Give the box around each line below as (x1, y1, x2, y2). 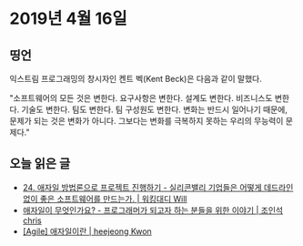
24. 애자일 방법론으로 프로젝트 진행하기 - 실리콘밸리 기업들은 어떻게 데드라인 (22, 181, 294, 192)
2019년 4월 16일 (9, 8, 127, 29)
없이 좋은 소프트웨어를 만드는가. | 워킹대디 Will (22, 193, 187, 204)
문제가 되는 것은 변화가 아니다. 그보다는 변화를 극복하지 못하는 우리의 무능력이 (9, 116, 284, 126)
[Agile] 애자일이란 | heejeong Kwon (22, 225, 152, 237)
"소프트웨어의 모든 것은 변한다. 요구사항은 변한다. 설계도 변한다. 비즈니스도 (9, 93, 273, 103)
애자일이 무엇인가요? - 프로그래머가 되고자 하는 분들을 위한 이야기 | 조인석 (22, 204, 284, 215)
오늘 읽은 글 (9, 156, 71, 171)
